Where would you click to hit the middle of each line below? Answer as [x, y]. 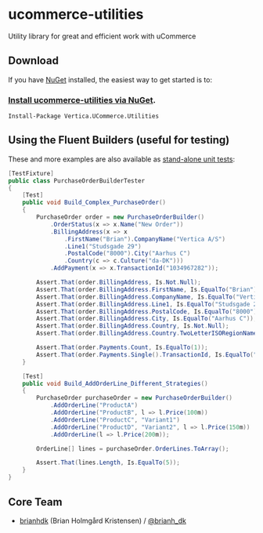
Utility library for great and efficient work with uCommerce [102, 36]
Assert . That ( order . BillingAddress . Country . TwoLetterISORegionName [147, 334]
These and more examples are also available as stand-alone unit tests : [122, 159]
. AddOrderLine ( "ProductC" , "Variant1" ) [115, 420]
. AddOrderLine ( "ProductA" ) [94, 405]
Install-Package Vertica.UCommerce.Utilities [83, 116]
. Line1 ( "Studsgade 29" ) [103, 246]
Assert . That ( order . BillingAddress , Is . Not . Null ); [119, 283]
